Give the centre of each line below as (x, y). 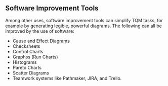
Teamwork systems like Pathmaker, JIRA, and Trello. (67, 78)
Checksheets (26, 46)
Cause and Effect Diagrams (41, 41)
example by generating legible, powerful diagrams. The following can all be (83, 26)
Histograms (25, 62)
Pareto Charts (27, 67)
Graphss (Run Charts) (35, 57)
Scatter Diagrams (31, 73)
